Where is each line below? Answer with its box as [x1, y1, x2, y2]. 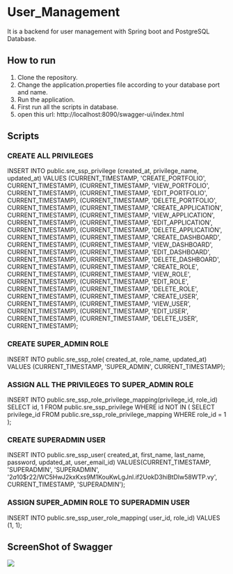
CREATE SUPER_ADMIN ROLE [7, 339, 109, 349]
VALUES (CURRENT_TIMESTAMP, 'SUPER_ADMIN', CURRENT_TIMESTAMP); [7, 362, 225, 370]
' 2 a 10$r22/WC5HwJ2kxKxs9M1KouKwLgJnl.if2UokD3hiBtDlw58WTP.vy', [7, 473, 218, 482]
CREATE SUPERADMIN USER [7, 435, 106, 445]
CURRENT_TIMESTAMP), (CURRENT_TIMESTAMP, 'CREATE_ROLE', [7, 263, 200, 271]
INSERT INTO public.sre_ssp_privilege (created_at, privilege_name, [7, 167, 200, 175]
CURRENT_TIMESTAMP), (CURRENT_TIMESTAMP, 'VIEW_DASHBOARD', [7, 240, 214, 249]
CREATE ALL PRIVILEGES [7, 151, 94, 161]
